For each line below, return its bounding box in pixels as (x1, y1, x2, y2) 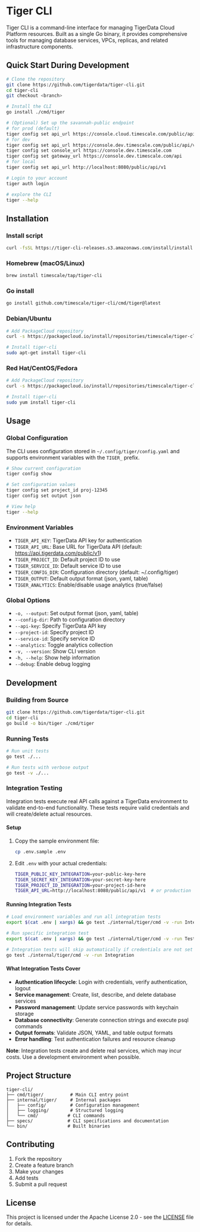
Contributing (6, 1139, 55, 1150)
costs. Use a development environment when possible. (6, 1053, 141, 1061)
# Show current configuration (6, 465, 82, 471)
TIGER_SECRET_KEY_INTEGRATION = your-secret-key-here (14, 877, 146, 883)
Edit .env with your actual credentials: (14, 859, 108, 867)
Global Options (6, 596, 51, 604)
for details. (6, 1220, 33, 1227)
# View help (6, 503, 36, 509)
